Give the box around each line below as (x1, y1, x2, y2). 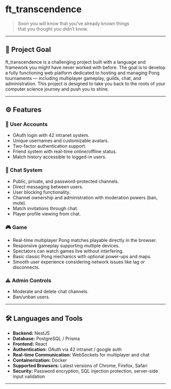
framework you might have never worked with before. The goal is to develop (5, 64, 165, 70)
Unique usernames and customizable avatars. (12, 137, 109, 144)
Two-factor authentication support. (12, 143, 87, 149)
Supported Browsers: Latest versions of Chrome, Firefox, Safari (12, 363, 148, 369)
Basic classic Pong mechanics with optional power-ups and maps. (12, 254, 152, 260)
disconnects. (12, 264, 40, 270)
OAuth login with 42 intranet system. (12, 132, 90, 138)
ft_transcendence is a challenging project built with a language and (5, 59, 146, 65)
